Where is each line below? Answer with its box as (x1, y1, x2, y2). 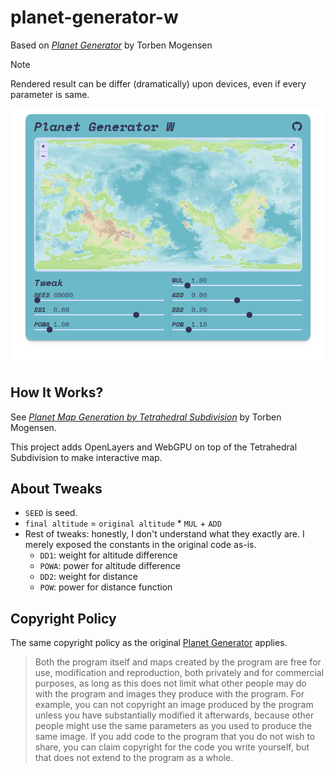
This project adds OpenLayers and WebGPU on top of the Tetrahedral (10, 441, 298, 453)
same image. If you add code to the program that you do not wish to (34, 731, 316, 743)
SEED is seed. (24, 507, 78, 519)
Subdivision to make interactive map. (10, 451, 163, 463)
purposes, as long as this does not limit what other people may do (34, 677, 307, 690)
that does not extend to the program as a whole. (34, 752, 234, 764)
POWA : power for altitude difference (39, 560, 181, 572)
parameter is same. (10, 88, 90, 100)
